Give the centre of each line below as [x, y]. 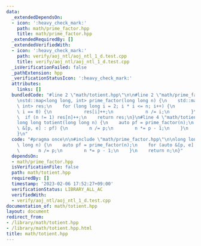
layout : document [28, 212]
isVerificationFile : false [45, 167]
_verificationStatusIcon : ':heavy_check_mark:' [72, 78]
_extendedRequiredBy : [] [42, 39]
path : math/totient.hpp [41, 173]
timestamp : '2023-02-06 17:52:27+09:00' [63, 184]
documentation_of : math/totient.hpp [52, 206]
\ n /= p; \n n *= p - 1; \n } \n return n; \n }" [100, 150]
